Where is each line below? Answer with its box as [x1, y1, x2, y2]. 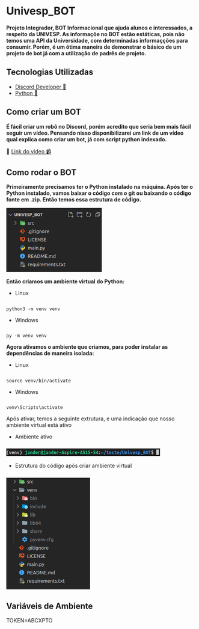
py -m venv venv [6, 333, 47, 339]
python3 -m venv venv [6, 305, 61, 312]
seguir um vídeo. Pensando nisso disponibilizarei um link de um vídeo [6, 129, 184, 137]
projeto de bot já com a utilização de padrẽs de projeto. [6, 49, 147, 57]
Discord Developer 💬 [14, 83, 67, 90]
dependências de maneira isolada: [6, 350, 94, 357]
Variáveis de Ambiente [6, 601, 93, 612]
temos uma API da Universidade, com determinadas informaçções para [6, 37, 188, 44]
